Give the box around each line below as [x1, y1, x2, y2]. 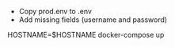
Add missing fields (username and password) [18, 15, 168, 24]
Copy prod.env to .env [18, 7, 93, 16]
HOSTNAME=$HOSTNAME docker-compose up [7, 31, 165, 39]
